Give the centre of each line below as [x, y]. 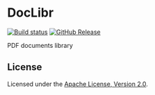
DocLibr [31, 13]
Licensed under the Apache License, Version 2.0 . [77, 84]
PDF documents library [40, 45]
